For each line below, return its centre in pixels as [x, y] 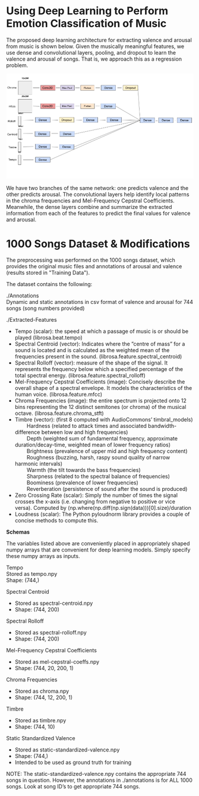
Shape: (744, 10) [35, 727]
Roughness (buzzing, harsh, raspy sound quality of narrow [98, 458]
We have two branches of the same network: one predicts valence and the [97, 188]
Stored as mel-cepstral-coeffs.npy [57, 662]
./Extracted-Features [32, 320]
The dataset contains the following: [49, 284]
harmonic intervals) [38, 464]
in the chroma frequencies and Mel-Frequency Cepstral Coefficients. [91, 201]
